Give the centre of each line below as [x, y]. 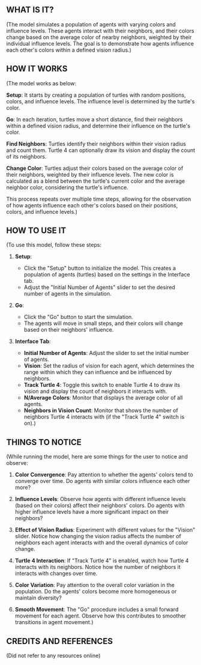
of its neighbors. [26, 156]
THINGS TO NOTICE [44, 442]
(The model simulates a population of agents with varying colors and [91, 24]
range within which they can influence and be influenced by [98, 372]
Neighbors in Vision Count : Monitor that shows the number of [101, 410]
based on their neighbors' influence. [69, 330]
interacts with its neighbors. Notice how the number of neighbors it [98, 567]
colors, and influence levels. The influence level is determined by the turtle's [100, 101]
